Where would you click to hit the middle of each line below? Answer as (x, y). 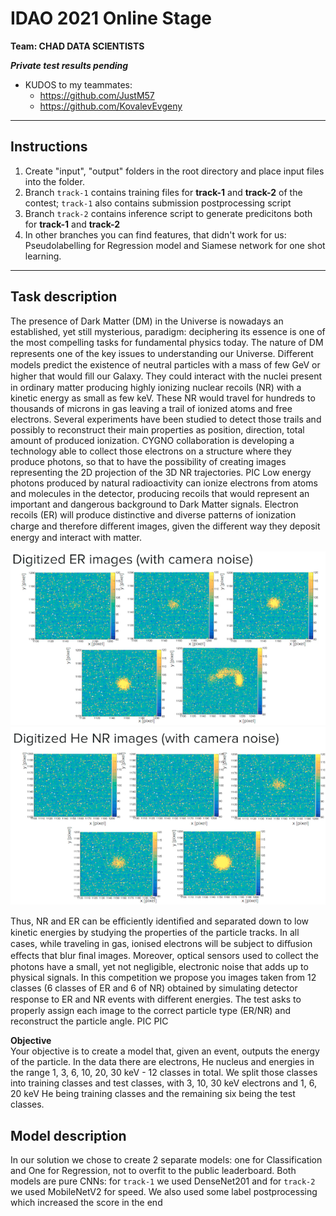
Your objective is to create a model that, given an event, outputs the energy (165, 1051)
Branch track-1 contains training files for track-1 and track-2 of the (163, 192)
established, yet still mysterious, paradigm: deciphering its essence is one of (168, 331)
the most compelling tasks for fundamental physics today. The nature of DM (167, 342)
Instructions (49, 147)
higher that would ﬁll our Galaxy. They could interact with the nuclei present (166, 376)
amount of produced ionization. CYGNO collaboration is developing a (152, 440)
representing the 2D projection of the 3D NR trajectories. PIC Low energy (161, 472)
